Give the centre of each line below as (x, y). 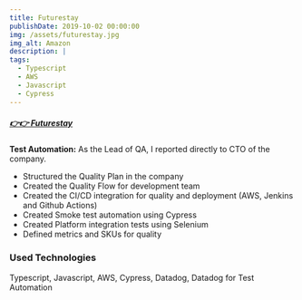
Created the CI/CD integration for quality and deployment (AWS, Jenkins (158, 196)
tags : (19, 60)
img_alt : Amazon (40, 43)
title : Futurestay (44, 18)
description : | (38, 52)
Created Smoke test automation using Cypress (110, 215)
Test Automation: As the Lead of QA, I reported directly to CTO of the (140, 150)
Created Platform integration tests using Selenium (115, 225)
